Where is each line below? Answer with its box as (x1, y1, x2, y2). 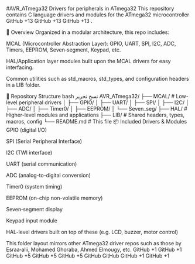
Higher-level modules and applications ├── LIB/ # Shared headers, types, (6, 111, 184, 118)
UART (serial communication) (6, 160, 77, 167)
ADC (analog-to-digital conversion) (6, 172, 91, 179)
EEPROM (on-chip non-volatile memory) (6, 194, 103, 201)
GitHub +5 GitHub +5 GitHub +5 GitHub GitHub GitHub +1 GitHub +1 (6, 252, 170, 259)
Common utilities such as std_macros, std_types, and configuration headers (6, 76, 189, 82)
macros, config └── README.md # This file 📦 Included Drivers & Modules (6, 118, 187, 125)
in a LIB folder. (6, 81, 41, 88)
